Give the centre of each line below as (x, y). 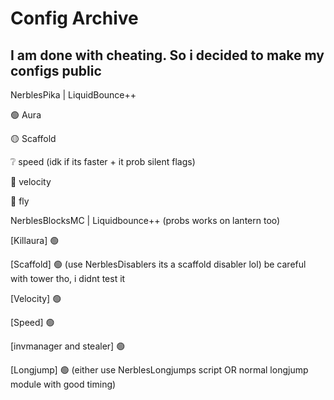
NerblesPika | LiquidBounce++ (73, 95)
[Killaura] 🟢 (35, 240)
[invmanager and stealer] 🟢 (68, 346)
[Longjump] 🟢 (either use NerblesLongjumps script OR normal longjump (159, 370)
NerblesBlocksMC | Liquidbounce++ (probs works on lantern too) (145, 220)
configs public (56, 70)
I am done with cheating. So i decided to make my (167, 55)
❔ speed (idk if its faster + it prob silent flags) (103, 161)
